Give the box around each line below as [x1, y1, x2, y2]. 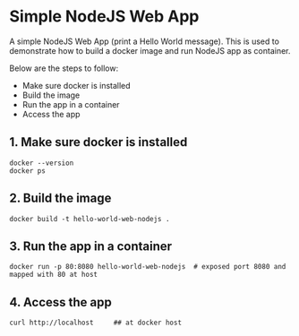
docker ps [9, 166, 47, 176]
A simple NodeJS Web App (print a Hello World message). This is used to [9, 36, 280, 47]
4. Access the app [9, 294, 112, 310]
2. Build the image [9, 191, 112, 206]
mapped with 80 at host [9, 271, 98, 280]
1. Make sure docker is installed [9, 134, 188, 150]
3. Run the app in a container [9, 238, 173, 254]
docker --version [9, 159, 74, 168]
